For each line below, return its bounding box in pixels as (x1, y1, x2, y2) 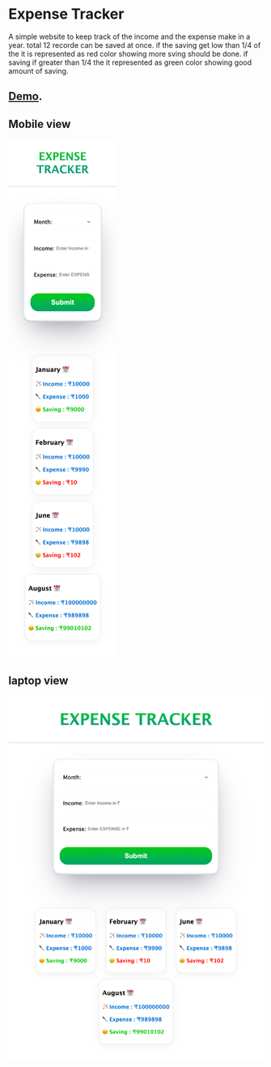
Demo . (8, 90, 43, 104)
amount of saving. (8, 66, 69, 75)
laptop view (8, 673, 69, 687)
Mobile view (8, 117, 71, 130)
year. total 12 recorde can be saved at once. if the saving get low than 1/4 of (8, 40, 261, 49)
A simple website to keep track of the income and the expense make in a (8, 32, 251, 41)
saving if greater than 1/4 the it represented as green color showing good (8, 58, 252, 67)
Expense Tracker (8, 5, 125, 23)
